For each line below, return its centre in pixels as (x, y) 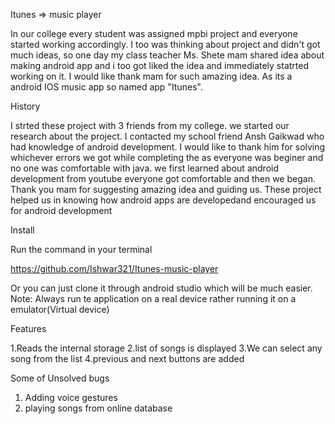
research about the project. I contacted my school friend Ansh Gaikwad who (167, 136)
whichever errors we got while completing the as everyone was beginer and (167, 157)
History (25, 106)
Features (28, 328)
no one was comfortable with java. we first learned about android (144, 168)
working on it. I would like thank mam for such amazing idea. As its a (151, 76)
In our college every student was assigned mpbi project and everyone (154, 33)
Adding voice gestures (71, 397)
